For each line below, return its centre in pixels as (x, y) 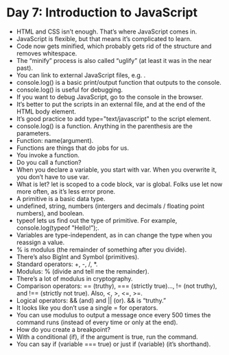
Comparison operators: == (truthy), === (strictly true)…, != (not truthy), (117, 286)
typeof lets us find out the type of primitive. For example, (97, 220)
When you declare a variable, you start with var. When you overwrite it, (117, 170)
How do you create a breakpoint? (63, 329)
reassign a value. (40, 242)
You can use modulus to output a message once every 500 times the (113, 315)
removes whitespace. (47, 53)
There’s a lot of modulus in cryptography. (74, 278)
